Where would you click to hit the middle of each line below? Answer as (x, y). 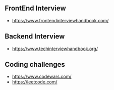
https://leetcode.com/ (35, 82)
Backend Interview (35, 37)
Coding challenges (35, 64)
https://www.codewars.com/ (42, 77)
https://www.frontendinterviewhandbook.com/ (60, 20)
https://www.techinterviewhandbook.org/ (55, 49)
